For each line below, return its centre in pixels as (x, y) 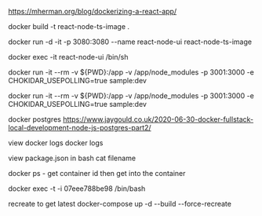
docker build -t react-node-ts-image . (69, 26)
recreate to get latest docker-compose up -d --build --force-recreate (120, 204)
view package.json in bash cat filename (72, 158)
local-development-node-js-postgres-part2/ (80, 128)
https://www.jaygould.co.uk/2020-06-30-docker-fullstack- (158, 119)
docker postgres (35, 119)
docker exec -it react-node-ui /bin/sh (68, 57)
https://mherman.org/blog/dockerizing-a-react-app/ (93, 11)
